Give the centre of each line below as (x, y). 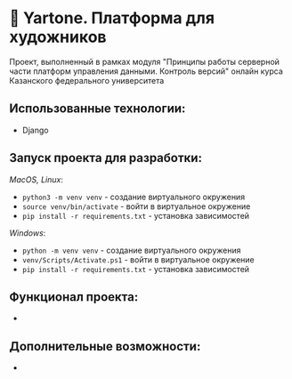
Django (35, 130)
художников (58, 37)
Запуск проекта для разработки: (106, 158)
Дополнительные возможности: (105, 346)
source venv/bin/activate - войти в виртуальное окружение (136, 206)
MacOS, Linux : (36, 179)
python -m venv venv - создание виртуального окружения (131, 250)
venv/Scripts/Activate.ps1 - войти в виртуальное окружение (138, 259)
